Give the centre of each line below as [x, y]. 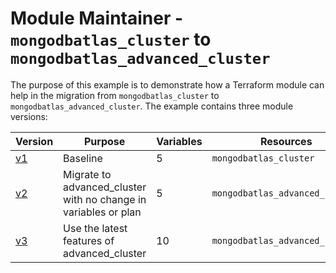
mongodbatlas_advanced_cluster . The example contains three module [152, 106]
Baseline [83, 158]
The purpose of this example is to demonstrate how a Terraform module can [167, 84]
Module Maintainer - [97, 18]
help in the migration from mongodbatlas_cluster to [115, 95]
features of [89, 240]
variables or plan [102, 212]
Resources [286, 141]
